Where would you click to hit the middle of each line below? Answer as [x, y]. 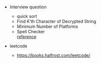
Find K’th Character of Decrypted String [57, 21]
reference [27, 37]
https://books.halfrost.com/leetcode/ [53, 55]
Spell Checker [31, 31]
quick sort [27, 16]
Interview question [28, 7]
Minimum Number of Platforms [47, 26]
